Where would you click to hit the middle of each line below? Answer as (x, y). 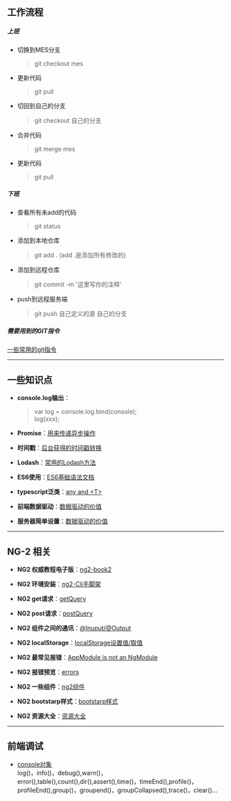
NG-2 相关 (29, 552)
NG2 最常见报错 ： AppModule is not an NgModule (87, 657)
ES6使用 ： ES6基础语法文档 (56, 477)
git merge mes (55, 149)
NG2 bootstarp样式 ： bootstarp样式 (67, 701)
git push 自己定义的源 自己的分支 (80, 314)
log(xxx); (47, 419)
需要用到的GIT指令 (33, 330)
